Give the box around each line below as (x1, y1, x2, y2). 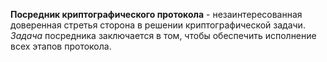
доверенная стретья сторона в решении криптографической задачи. (10, 19, 306, 31)
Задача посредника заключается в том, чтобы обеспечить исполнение (10, 30, 317, 41)
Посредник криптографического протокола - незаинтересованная (10, 9, 303, 20)
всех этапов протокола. (10, 40, 112, 52)
